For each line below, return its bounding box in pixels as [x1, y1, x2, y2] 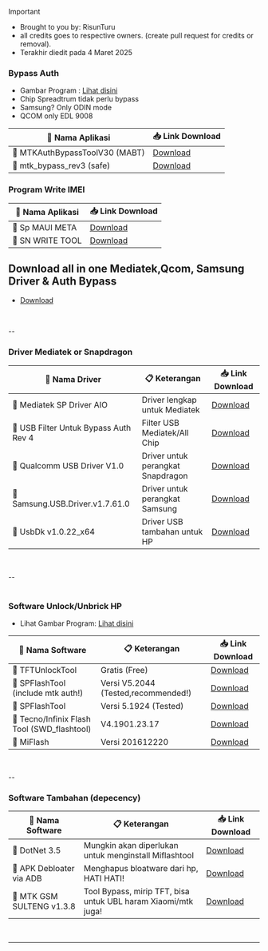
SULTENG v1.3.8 [12, 901, 76, 912]
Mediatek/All [141, 427, 189, 438]
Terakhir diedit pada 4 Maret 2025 [19, 48, 133, 57]
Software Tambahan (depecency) [8, 792, 141, 803]
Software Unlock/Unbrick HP [8, 600, 122, 611]
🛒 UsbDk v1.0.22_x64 [12, 526, 96, 537]
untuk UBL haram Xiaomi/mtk [83, 896, 194, 907]
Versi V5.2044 [100, 678, 156, 688]
